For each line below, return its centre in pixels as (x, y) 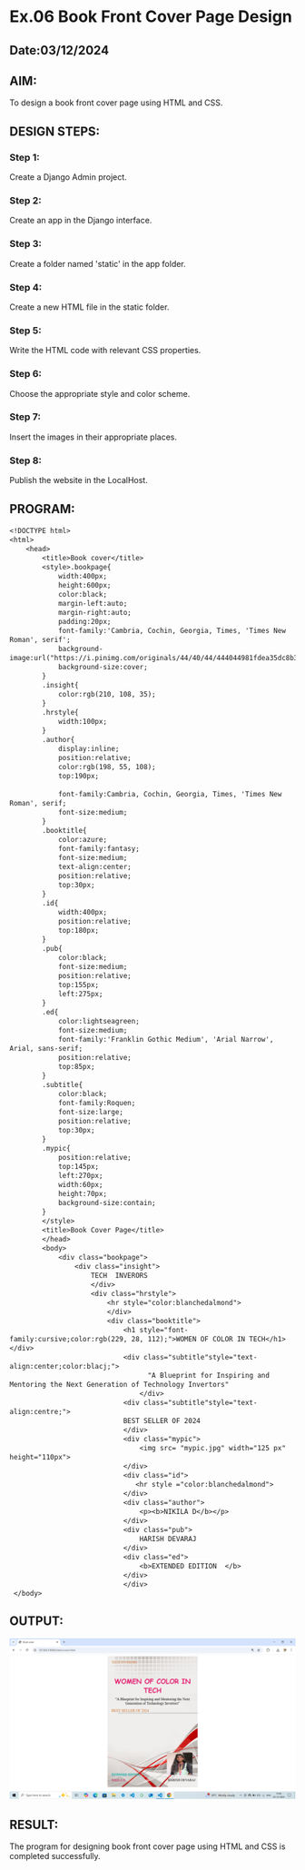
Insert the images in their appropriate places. (93, 437)
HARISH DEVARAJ (168, 1539)
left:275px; (80, 994)
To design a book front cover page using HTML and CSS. (116, 103)
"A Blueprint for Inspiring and (209, 1375)
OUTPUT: (36, 1622)
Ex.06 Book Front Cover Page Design (151, 17)
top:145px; (79, 1166)
